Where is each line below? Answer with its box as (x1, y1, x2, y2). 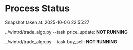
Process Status (5, 3, 70, 14)
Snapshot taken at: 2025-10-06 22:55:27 (5, 19, 90, 25)
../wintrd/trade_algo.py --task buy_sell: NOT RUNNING (5, 38, 117, 45)
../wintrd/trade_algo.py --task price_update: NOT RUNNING (5, 29, 128, 35)
